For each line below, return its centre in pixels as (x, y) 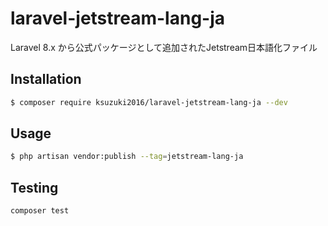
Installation (46, 79)
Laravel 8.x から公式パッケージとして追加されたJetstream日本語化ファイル (164, 47)
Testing (34, 187)
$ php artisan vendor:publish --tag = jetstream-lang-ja (127, 157)
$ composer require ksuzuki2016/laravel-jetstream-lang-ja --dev (149, 102)
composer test (40, 211)
